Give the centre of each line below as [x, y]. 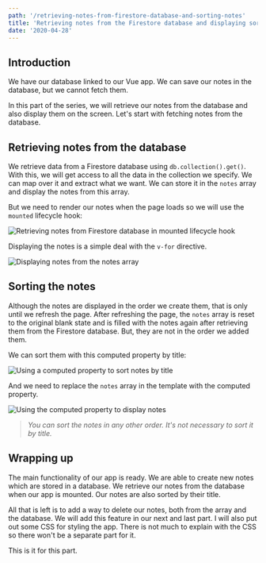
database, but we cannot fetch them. [68, 90]
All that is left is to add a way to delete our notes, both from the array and [127, 510]
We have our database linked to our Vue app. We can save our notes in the [130, 82]
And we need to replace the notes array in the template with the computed [129, 385]
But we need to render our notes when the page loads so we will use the [126, 207]
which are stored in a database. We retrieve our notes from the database [127, 486]
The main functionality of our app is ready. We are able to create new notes [131, 477]
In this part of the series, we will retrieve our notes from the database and [128, 106]
